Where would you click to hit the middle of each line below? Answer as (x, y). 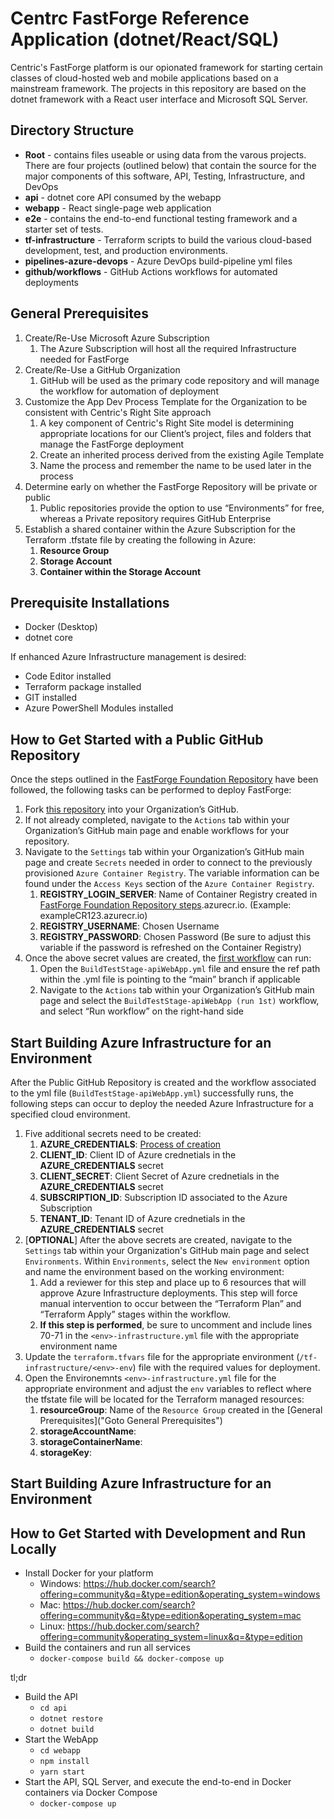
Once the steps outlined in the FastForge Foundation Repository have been (164, 779)
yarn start (62, 1772)
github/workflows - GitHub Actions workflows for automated (151, 271)
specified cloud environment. (70, 1114)
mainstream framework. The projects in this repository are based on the (158, 88)
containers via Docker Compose (91, 1793)
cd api (53, 1708)
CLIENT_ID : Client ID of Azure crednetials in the (138, 1155)
